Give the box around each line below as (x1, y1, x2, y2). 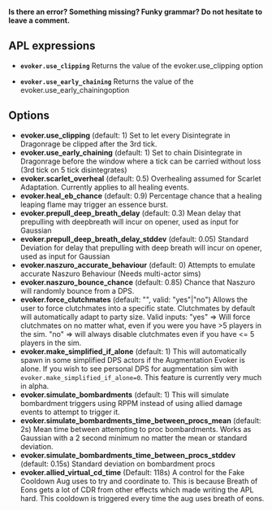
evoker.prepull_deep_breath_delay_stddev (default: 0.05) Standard (19, 234, 249, 243)
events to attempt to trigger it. (19, 407, 120, 417)
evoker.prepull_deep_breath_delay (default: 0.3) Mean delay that (19, 207, 241, 218)
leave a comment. (8, 15, 71, 25)
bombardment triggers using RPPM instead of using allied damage (19, 398, 243, 408)
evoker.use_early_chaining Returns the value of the (19, 76, 194, 86)
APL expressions (8, 39, 96, 53)
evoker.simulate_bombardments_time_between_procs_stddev (19, 450, 236, 460)
